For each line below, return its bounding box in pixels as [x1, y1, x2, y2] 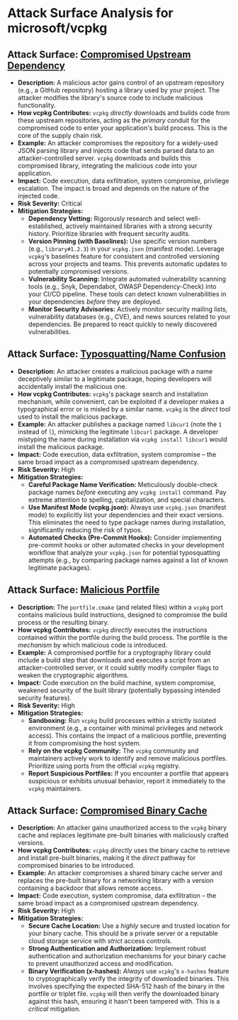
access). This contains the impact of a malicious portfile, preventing [28, 731, 227, 740]
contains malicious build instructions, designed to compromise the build [17, 610, 228, 619]
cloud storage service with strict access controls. [28, 937, 172, 945]
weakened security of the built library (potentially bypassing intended [17, 686, 221, 694]
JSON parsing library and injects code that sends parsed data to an [17, 146, 215, 154]
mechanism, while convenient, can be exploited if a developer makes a [17, 397, 225, 406]
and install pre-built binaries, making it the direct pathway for [17, 854, 196, 862]
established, [28, 222, 64, 230]
